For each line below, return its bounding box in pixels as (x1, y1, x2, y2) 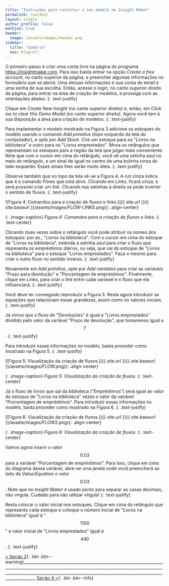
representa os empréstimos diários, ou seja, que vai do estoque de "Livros (5, 245, 160, 251)
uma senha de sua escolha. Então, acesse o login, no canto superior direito (5, 85, 161, 91)
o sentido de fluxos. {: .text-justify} (5, 189, 78, 195)
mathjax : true (5, 26, 35, 31)
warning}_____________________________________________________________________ (5, 559, 163, 565)
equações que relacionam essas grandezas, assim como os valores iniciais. (5, 297, 162, 303)
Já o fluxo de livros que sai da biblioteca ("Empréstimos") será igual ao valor (5, 388, 164, 394)
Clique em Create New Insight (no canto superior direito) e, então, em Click (5, 105, 162, 111)
